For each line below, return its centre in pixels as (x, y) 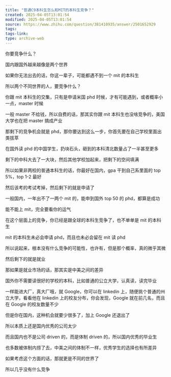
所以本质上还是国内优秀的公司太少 (41, 326)
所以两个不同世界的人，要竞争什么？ (43, 86)
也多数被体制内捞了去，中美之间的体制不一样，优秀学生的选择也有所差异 (81, 347)
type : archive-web (25, 39)
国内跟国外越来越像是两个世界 (36, 64)
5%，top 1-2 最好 (23, 177)
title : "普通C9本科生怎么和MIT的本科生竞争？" (50, 10)
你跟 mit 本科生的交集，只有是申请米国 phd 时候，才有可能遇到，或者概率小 (84, 97)
